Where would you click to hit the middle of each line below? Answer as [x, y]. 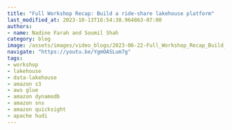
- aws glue [23, 90]
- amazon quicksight [37, 109]
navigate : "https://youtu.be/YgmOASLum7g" [69, 52]
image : [17, 45]
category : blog [29, 39]
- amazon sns [26, 103]
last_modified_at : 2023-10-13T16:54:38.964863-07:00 [85, 20]
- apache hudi [28, 116]
